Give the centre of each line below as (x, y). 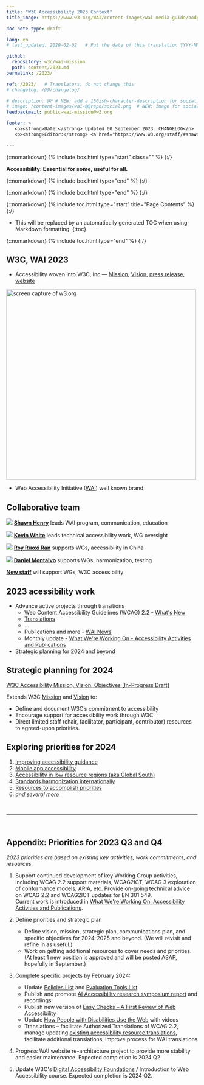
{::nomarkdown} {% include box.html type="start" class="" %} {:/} (90, 157)
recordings (38, 1000)
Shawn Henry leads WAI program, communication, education (91, 523)
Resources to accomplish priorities (58, 787)
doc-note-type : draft (34, 29)
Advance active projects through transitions (70, 606)
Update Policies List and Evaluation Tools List (81, 987)
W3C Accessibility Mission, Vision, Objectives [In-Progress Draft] (88, 685)
